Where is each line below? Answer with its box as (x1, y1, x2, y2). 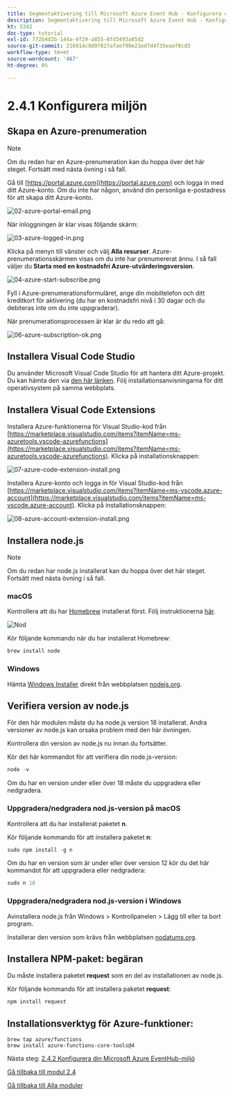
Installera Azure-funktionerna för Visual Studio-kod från (7, 422, 166, 431)
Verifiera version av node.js (7, 700, 130, 711)
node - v (7, 766, 30, 773)
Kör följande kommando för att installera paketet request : (7, 985, 171, 993)
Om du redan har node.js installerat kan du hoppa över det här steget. (7, 567, 207, 575)
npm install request (7, 999, 67, 1006)
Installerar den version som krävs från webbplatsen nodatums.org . (7, 933, 198, 941)
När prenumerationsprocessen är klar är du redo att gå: (7, 317, 165, 325)
